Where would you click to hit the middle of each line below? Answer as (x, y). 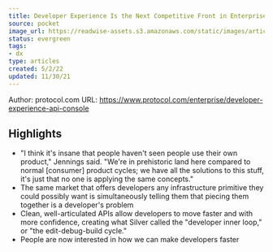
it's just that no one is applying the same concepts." (106, 179)
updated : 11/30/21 (39, 76)
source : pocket (34, 24)
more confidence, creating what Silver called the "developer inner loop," (141, 222)
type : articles (34, 62)
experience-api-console (49, 108)
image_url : (27, 31)
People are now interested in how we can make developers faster (130, 240)
